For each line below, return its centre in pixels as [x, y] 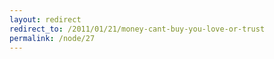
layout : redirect [45, 19]
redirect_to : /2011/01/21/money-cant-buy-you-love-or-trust [137, 29]
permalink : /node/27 [52, 38]
